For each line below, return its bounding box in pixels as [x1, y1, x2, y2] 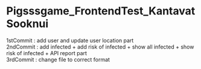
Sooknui [6, 17, 49, 31]
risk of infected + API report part [6, 49, 88, 56]
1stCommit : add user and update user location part [6, 37, 134, 44]
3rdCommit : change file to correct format [6, 56, 110, 63]
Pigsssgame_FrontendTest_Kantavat [6, 4, 196, 18]
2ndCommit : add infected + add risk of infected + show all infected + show [6, 43, 194, 50]
